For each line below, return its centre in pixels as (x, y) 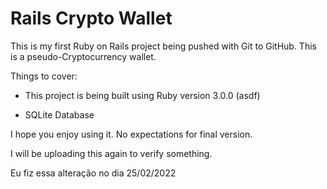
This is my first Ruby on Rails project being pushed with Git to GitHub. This (163, 46)
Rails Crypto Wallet (91, 18)
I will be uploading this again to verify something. (111, 153)
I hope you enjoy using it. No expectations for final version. (131, 134)
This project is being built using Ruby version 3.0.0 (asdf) (142, 95)
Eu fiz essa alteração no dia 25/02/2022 (93, 173)
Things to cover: (44, 76)
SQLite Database (59, 114)
